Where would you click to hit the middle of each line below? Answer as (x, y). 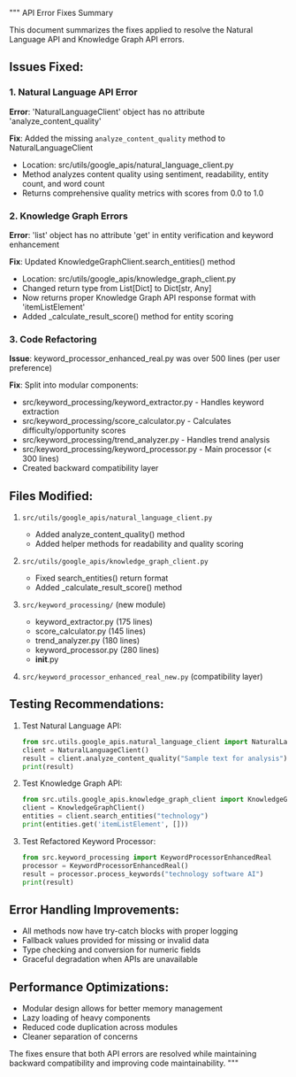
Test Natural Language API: (72, 726)
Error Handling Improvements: (94, 909)
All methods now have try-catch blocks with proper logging (130, 931)
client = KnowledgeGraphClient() (83, 808)
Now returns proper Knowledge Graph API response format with (139, 297)
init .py (47, 659)
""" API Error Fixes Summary (61, 13)
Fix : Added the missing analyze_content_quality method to (117, 138)
